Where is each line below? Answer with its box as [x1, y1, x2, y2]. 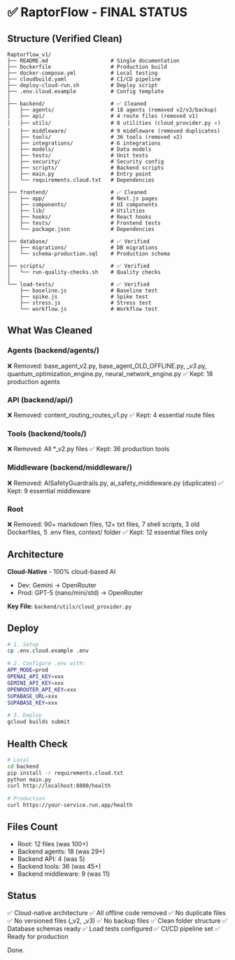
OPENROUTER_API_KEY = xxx [7, 686, 77, 693]
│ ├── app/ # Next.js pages [7, 195, 158, 202]
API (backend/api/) [7, 394, 73, 404]
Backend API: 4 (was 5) [17, 854, 85, 863]
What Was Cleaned [7, 324, 93, 337]
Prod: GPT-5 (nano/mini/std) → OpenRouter [17, 588, 143, 596]
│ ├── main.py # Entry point [7, 171, 152, 178]
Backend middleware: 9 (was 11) [17, 869, 111, 878]
